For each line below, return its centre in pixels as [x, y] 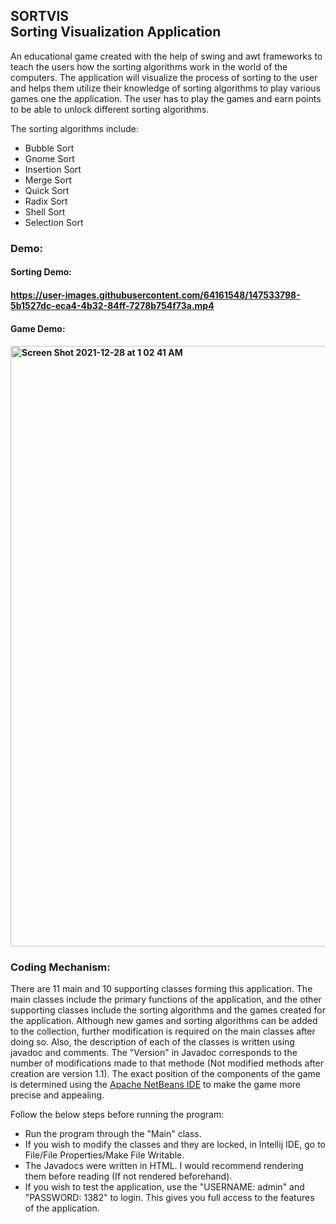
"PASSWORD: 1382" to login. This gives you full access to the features [169, 1198]
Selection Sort [54, 222]
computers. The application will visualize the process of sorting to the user [164, 77]
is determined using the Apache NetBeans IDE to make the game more [155, 1085]
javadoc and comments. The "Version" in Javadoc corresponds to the [154, 1053]
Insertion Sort [53, 169]
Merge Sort [48, 180]
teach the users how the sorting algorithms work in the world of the [149, 66]
